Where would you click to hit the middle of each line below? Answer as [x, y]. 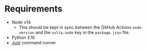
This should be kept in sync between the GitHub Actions [75, 27]
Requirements [33, 9]
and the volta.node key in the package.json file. [82, 32]
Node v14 [21, 22]
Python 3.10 [23, 37]
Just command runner [34, 42]
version [26, 33]
